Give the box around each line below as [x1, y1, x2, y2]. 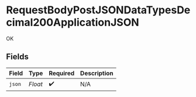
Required [49, 69, 75, 77]
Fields [6, 52, 29, 62]
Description [80, 69, 114, 77]
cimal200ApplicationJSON [6, 16, 139, 29]
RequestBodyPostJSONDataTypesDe [6, 3, 191, 17]
